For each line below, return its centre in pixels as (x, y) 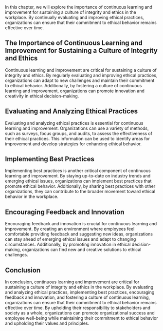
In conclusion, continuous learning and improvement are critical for (72, 282)
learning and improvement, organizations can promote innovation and (75, 91)
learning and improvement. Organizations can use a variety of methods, (77, 128)
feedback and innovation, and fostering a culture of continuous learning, (78, 297)
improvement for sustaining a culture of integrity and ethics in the (71, 12)
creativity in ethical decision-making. (42, 96)
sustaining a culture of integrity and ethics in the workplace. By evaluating (79, 287)
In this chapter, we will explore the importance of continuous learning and (79, 7)
